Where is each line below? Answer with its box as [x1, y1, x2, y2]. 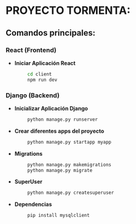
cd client [27, 71, 52, 77]
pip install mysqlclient [27, 213, 90, 219]
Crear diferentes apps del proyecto [14, 127, 105, 135]
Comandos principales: [5, 28, 96, 38]
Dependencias [14, 200, 53, 208]
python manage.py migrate [27, 167, 93, 173]
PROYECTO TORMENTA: [5, 4, 131, 18]
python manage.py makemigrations [27, 161, 112, 168]
